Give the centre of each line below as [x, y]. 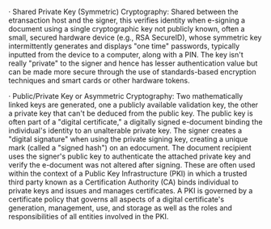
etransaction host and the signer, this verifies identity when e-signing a [127, 20]
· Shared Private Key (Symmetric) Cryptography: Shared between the [123, 12]
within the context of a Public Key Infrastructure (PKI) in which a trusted [128, 174]
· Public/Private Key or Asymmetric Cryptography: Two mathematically [126, 96]
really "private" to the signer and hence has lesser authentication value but [133, 63]
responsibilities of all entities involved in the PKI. [89, 216]
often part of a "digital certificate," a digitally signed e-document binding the [135, 122]
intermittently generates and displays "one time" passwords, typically [124, 46]
